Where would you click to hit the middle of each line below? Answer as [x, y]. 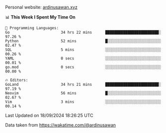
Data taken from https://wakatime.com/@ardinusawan [60, 125]
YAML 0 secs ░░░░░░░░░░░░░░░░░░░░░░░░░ [83, 59]
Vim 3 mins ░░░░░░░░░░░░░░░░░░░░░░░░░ [83, 102]
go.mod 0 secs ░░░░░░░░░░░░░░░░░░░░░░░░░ [83, 67]
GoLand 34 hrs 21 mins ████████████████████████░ [83, 84]
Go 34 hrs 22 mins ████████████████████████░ [83, 32]
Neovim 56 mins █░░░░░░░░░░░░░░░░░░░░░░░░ [83, 93]
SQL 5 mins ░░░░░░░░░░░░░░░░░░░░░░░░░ [83, 50]
